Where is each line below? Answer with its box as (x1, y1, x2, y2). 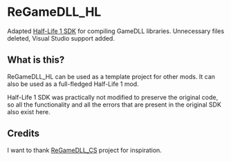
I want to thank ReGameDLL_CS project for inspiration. (7, 146, 163, 154)
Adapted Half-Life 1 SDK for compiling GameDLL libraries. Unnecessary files (7, 27, 225, 35)
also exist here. (7, 107, 50, 116)
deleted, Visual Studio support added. (7, 34, 115, 42)
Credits (7, 128, 40, 140)
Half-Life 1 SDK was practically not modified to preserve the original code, (7, 93, 219, 101)
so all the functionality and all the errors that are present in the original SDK (7, 100, 221, 109)
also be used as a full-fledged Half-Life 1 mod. (7, 80, 140, 88)
